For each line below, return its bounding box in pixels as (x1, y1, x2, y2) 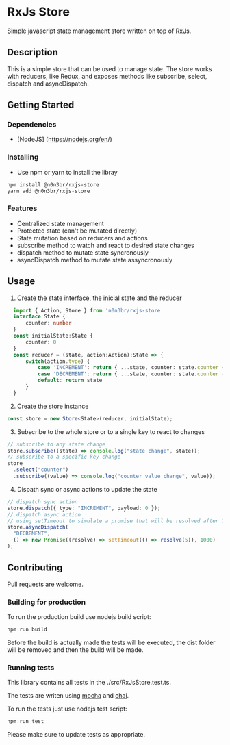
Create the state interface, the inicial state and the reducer (16, 294, 182, 302)
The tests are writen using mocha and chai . (7, 692, 129, 700)
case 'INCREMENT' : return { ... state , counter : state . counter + (37, 364, 225, 371)
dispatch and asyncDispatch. (7, 79, 89, 88)
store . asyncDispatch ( (7, 524, 69, 531)
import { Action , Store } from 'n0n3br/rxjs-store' (13, 307, 164, 314)
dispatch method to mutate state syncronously (16, 248, 149, 257)
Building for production (7, 597, 86, 607)
